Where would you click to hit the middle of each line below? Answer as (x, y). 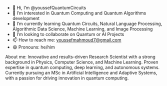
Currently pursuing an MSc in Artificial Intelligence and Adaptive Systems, (81, 73)
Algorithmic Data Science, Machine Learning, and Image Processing (82, 29)
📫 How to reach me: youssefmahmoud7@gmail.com (67, 40)
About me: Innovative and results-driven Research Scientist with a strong (80, 57)
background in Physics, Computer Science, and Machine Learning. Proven (82, 62)
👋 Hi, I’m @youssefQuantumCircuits (49, 8)
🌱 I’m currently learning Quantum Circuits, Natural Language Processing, (87, 23)
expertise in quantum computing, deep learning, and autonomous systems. (82, 67)
